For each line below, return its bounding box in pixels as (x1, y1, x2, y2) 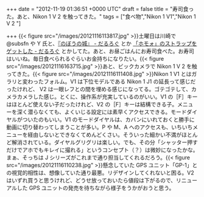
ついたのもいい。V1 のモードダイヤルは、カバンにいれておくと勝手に (22, 116, 195, 123)
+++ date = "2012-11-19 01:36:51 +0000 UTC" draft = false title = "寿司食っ (6, 5, 194, 12)
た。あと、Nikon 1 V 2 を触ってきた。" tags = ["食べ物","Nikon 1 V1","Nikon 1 (6, 13, 196, 20)
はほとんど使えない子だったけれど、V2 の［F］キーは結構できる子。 (6, 101, 178, 108)
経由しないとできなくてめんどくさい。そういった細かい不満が (27, 131, 182, 138)
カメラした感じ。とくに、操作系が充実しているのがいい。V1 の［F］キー (16, 93, 198, 100)
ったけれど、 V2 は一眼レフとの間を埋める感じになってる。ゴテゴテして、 (6, 86, 192, 92)
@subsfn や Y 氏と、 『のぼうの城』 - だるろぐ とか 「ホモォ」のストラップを (6, 40, 197, 47)
